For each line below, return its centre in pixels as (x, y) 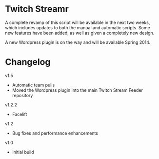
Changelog (28, 62)
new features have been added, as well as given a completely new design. (80, 33)
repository (22, 95)
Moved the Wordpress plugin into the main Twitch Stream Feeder (77, 90)
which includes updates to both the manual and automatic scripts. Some (78, 27)
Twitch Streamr (37, 9)
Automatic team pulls (33, 85)
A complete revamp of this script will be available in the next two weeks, (78, 22)
